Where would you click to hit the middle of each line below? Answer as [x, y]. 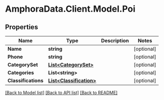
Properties [22, 27]
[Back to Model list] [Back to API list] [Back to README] [61, 93]
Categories [21, 73]
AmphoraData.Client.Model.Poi [70, 9]
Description [115, 41]
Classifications [26, 80]
